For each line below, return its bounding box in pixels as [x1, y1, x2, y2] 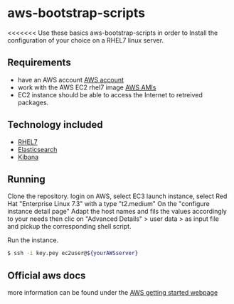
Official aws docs [7, 269, 86, 281]
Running [7, 173, 46, 185]
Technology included [7, 119, 103, 131]
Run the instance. [7, 236, 59, 244]
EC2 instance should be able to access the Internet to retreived [17, 90, 203, 99]
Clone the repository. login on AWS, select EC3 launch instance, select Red [7, 192, 228, 200]
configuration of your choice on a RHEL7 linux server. [7, 36, 164, 44]
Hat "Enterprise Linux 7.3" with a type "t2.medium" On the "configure [7, 200, 210, 208]
